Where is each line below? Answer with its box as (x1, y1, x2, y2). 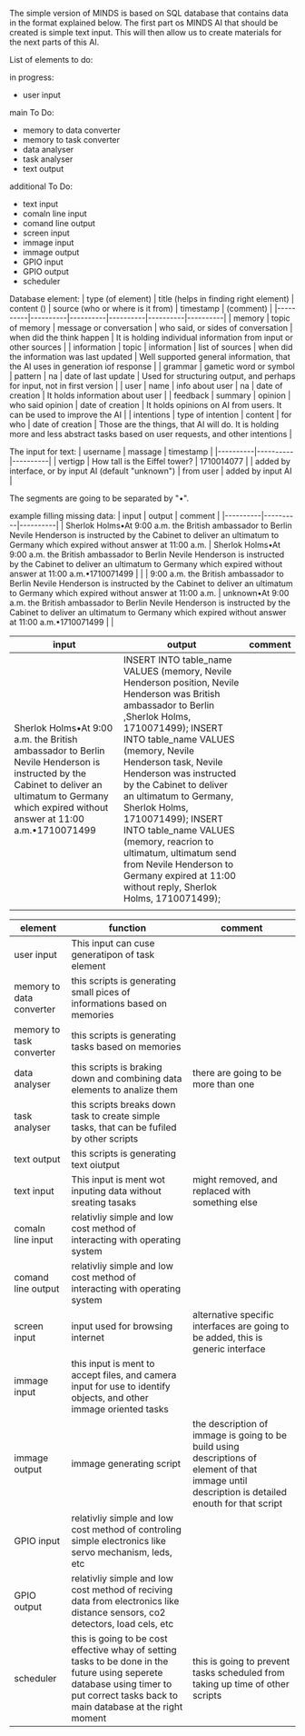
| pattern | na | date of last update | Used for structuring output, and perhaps (9, 371, 296, 381)
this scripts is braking (71, 1061, 162, 1073)
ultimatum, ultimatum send (123, 847, 237, 859)
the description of (192, 1418, 269, 1430)
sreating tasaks (71, 1196, 137, 1208)
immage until (192, 1474, 248, 1487)
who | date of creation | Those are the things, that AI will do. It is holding (9, 419, 280, 430)
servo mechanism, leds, (71, 1546, 172, 1558)
